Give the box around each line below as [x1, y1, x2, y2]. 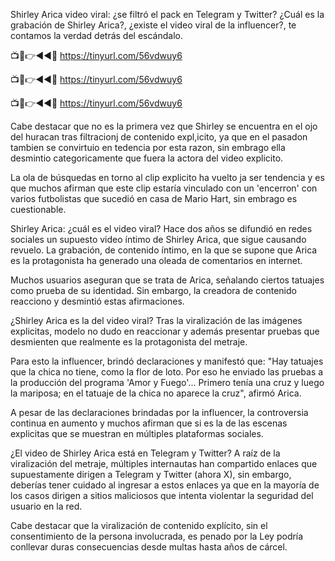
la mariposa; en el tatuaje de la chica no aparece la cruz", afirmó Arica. [10, 387, 302, 399]
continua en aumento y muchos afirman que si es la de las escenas [10, 417, 288, 429]
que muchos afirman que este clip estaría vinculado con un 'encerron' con [10, 182, 318, 194]
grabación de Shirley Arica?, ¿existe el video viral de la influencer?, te [10, 19, 297, 31]
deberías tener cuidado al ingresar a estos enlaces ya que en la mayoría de [10, 479, 320, 491]
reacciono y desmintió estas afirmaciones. [10, 295, 185, 307]
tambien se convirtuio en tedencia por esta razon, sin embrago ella [10, 142, 286, 153]
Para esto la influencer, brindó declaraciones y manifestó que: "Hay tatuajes [10, 355, 324, 367]
